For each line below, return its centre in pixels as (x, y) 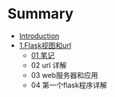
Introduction (39, 36)
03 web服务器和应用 (64, 75)
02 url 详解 (49, 65)
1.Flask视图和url (45, 45)
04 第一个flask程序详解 (69, 85)
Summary (40, 14)
